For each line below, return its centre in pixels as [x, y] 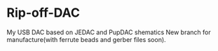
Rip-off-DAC [43, 13]
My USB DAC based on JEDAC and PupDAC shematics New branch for [109, 32]
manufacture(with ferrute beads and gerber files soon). [86, 39]
